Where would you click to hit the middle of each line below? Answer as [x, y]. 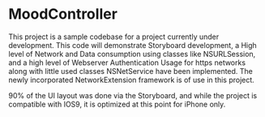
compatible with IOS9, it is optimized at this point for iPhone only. [117, 104]
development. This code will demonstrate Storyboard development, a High [132, 45]
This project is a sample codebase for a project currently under [114, 37]
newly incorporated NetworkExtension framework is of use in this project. [132, 80]
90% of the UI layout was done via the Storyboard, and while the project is [133, 95]
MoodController [63, 14]
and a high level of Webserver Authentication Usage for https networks [127, 63]
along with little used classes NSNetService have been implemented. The [131, 71]
